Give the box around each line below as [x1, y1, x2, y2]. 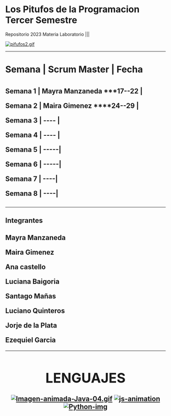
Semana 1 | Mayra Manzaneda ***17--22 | [5, 87, 143, 96]
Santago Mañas [5, 292, 56, 301]
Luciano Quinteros [5, 307, 65, 315]
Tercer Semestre [5, 14, 77, 26]
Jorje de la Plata [5, 321, 58, 330]
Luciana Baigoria [5, 277, 60, 286]
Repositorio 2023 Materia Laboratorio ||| [5, 31, 90, 37]
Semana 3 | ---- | [5, 116, 60, 125]
